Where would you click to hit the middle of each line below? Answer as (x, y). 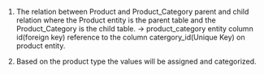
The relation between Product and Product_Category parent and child (132, 12)
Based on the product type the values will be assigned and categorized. (136, 61)
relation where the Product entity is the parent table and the (116, 20)
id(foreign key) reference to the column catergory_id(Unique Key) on (130, 37)
